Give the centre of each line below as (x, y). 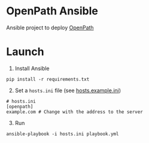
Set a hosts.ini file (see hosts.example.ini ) (68, 90)
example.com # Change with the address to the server (75, 112)
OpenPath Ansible (52, 11)
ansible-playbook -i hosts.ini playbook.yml (63, 134)
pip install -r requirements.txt (48, 79)
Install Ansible (32, 68)
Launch (25, 52)
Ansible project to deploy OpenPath (50, 28)
